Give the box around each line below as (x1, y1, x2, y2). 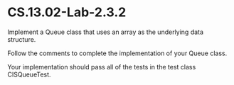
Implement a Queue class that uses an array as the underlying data (7, 28, 204, 36)
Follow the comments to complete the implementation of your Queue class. (7, 49, 228, 57)
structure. (7, 35, 36, 43)
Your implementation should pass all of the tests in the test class (7, 62, 196, 71)
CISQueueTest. (7, 70, 51, 79)
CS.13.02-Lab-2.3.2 (7, 4, 127, 21)
